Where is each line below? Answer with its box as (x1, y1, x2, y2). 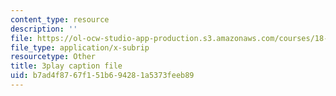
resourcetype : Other (10, 52, 97, 62)
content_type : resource (10, 14, 110, 25)
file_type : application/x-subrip (10, 42, 150, 53)
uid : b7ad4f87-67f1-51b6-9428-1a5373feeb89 (10, 71, 195, 81)
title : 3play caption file (10, 61, 123, 71)
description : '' (10, 24, 78, 34)
